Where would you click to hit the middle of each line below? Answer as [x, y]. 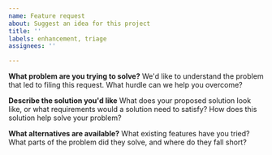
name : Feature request [47, 16]
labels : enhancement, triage [58, 39]
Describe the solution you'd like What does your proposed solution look [130, 101]
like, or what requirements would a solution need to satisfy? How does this [133, 110]
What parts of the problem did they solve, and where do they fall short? [128, 142]
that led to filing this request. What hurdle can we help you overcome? [126, 85]
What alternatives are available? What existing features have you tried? [129, 134]
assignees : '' [32, 46]
